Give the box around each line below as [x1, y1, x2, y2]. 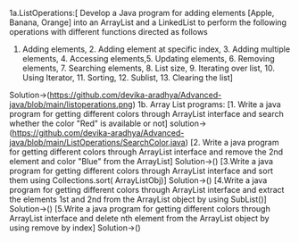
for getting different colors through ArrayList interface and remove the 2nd [9, 146, 284, 157]
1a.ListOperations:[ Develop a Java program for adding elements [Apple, [9, 8, 275, 18]
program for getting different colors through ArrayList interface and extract [9, 185, 285, 195]
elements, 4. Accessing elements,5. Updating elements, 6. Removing [21, 54, 275, 63]
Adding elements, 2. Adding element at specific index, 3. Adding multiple [21, 44, 291, 54]
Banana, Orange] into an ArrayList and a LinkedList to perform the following [9, 17, 287, 28]
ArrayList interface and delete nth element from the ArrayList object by [9, 213, 270, 223]
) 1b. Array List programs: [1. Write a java [132, 99, 281, 110]
